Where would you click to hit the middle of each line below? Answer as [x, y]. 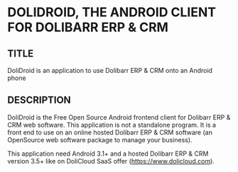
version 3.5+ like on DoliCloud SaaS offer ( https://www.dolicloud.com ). [111, 161]
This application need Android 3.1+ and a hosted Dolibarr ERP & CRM [108, 154]
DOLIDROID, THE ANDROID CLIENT [112, 12]
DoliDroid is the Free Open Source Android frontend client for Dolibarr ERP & [119, 117]
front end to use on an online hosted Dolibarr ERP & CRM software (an [110, 132]
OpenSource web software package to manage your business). [100, 139]
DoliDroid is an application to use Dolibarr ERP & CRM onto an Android [110, 70]
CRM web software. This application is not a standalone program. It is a [112, 125]
